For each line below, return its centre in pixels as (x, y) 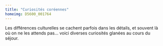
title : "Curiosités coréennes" (37, 9)
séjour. (12, 38)
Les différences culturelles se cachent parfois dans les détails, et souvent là (81, 28)
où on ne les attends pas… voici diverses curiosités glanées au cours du (78, 33)
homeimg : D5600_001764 (28, 14)
